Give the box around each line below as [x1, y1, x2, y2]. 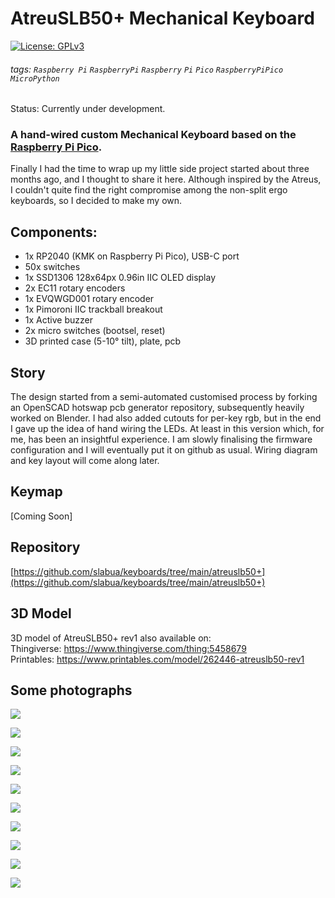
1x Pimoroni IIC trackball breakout [24, 303, 163, 316]
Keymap [10, 483, 63, 501]
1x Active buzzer [24, 314, 93, 326]
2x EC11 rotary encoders [24, 282, 126, 294]
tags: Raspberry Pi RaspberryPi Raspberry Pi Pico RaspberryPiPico [10, 63, 284, 75]
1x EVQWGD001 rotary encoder [24, 293, 155, 305]
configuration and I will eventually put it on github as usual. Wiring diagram [10, 444, 318, 456]
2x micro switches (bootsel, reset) [24, 325, 166, 337]
